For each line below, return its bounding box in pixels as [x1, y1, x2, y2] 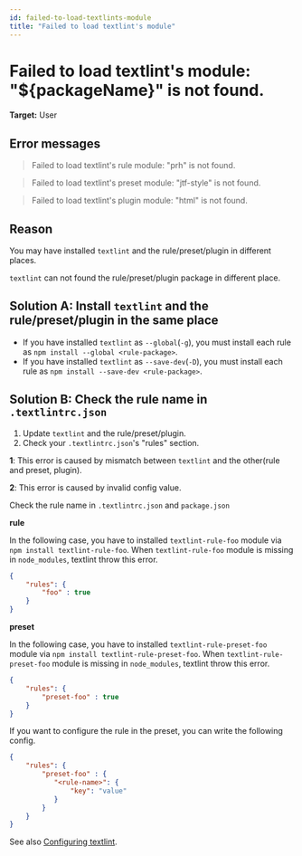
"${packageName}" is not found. [9, 80, 265, 100]
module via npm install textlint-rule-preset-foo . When [9, 649, 225, 660]
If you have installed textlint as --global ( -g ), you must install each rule [22, 337, 292, 347]
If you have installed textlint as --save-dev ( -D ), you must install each [22, 356, 283, 366]
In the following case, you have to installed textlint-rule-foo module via [9, 535, 282, 546]
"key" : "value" [70, 786, 127, 795]
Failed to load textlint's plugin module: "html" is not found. [31, 195, 249, 206]
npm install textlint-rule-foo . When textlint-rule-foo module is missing [9, 544, 294, 555]
